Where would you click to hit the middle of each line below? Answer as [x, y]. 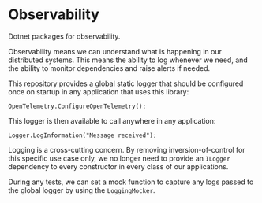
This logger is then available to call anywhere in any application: [112, 120]
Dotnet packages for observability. [64, 36]
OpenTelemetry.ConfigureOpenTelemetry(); [77, 106]
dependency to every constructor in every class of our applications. [118, 166]
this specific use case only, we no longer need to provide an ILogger [119, 158]
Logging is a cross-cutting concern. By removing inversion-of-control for [127, 149]
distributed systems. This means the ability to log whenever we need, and [128, 60]
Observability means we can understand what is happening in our [115, 51]
